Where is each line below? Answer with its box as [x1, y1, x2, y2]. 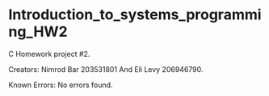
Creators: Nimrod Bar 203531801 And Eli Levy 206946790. [8, 64, 204, 74]
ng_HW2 [8, 22, 69, 41]
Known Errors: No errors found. [8, 80, 113, 90]
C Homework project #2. [8, 49, 90, 58]
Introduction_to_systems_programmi [8, 6, 262, 24]
